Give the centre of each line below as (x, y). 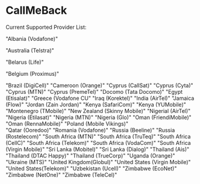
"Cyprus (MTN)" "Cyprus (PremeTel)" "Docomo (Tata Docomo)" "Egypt (94, 91)
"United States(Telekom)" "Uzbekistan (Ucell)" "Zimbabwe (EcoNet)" (91, 168)
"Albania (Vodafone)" (32, 38)
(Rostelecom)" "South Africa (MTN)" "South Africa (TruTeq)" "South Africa (98, 136)
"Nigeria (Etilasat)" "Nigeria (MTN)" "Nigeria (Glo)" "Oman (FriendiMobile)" (99, 117)
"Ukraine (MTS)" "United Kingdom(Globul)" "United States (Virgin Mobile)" (98, 162)
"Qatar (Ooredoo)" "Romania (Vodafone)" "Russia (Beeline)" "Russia (90, 130)
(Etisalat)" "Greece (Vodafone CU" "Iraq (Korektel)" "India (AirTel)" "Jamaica (100, 98)
